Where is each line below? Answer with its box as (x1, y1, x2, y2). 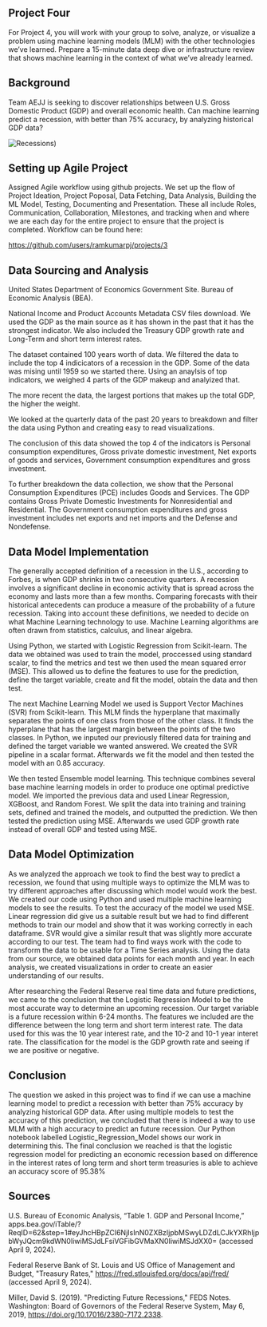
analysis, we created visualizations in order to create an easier (8, 962, 214, 972)
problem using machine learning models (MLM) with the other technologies (8, 36, 256, 46)
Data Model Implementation (8, 545, 149, 558)
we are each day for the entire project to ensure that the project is (8, 216, 225, 226)
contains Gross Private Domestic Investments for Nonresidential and (8, 497, 233, 506)
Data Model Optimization (8, 848, 135, 862)
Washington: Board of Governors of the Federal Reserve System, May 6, (8, 1301, 245, 1310)
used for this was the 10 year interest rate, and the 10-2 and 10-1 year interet (8, 1028, 259, 1038)
